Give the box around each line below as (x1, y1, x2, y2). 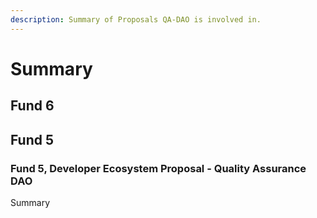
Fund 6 (10, 97, 55, 115)
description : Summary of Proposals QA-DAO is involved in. (10, 14, 262, 25)
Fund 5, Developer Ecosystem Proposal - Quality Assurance (10, 161, 307, 175)
